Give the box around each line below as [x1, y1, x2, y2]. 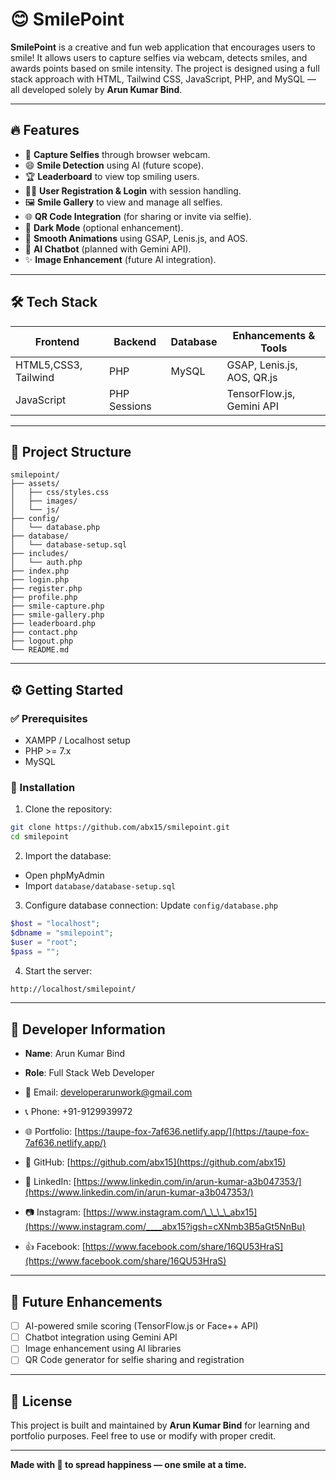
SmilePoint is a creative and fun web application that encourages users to [10, 41, 316, 53]
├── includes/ [10, 549, 70, 559]
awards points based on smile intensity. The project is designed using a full [10, 62, 320, 74]
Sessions [108, 399, 152, 413]
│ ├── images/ [10, 496, 78, 507]
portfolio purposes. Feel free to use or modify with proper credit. [10, 1430, 277, 1442]
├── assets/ [10, 479, 60, 489]
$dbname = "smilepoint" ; [10, 928, 114, 938]
